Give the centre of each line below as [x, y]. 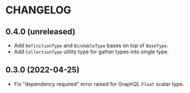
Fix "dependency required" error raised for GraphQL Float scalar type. [99, 84]
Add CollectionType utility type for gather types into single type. [91, 52]
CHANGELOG [38, 10]
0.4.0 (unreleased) [40, 32]
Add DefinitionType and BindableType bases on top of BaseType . [91, 45]
